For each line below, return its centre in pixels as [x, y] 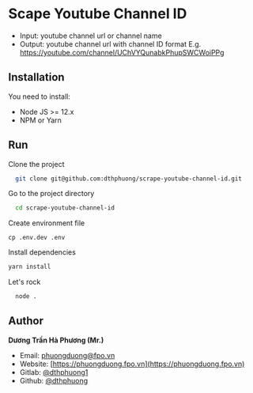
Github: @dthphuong [54, 380]
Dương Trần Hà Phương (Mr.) [56, 340]
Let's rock [25, 282]
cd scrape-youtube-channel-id [65, 208]
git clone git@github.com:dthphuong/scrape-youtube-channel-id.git [129, 179]
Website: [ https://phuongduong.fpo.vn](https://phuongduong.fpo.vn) [132, 364]
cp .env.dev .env [37, 238]
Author [26, 321]
